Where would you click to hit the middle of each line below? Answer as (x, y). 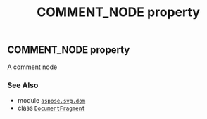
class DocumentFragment (51, 108)
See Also (23, 85)
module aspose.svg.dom (51, 100)
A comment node (32, 67)
